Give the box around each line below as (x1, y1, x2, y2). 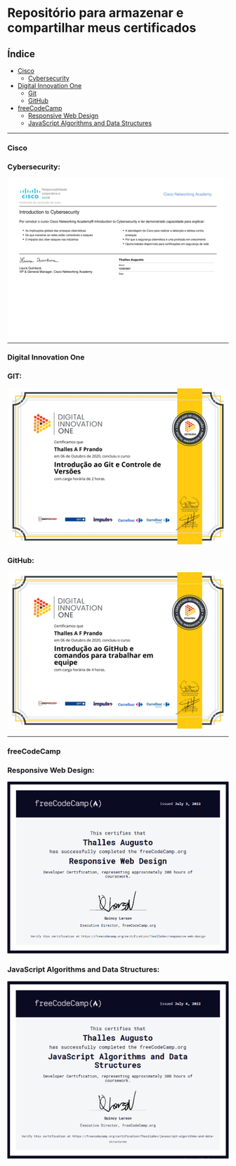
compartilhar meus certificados (7, 20, 197, 36)
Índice (7, 48, 35, 60)
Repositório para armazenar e (7, 5, 184, 21)
